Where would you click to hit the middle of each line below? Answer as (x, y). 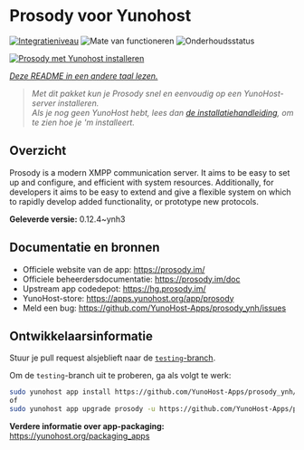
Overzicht (38, 151)
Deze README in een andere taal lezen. (84, 76)
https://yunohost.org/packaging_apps (80, 436)
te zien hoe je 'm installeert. (83, 122)
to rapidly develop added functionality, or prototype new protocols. (134, 201)
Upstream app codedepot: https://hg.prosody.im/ (114, 288)
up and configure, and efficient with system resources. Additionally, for (142, 182)
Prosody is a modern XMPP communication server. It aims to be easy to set (150, 172)
